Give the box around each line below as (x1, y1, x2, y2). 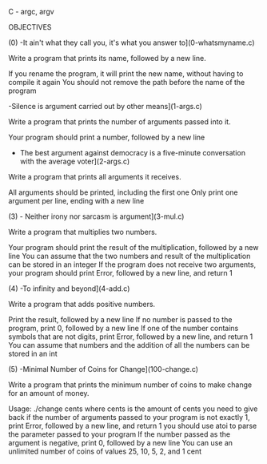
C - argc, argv (8, 7, 54, 16)
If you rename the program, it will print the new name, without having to (8, 69, 244, 79)
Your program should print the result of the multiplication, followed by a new (8, 243, 259, 252)
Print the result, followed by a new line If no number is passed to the (8, 315, 233, 324)
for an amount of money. (8, 389, 90, 397)
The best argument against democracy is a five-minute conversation (19, 148, 246, 157)
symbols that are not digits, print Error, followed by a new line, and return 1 (8, 332, 253, 341)
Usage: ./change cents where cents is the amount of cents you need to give (8, 404, 258, 414)
